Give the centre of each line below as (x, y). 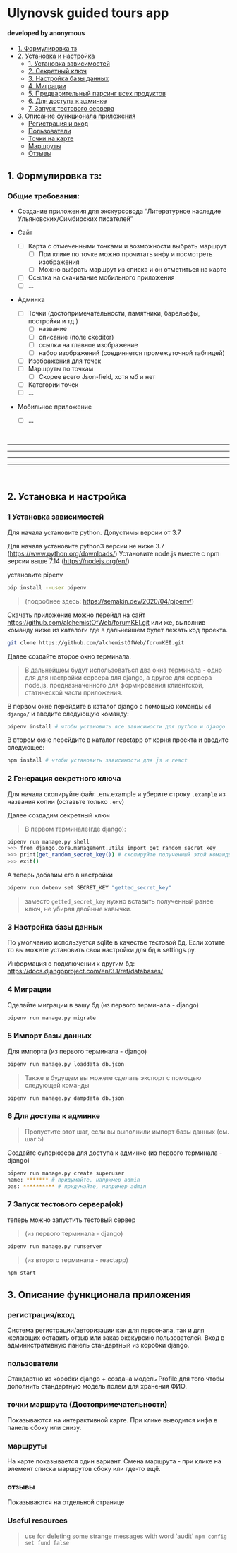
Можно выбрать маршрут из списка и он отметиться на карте (133, 270)
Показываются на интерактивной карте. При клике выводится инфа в (113, 1420)
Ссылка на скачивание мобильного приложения (101, 277)
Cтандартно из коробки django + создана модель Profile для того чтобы (116, 1379)
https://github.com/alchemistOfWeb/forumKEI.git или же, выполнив (107, 622)
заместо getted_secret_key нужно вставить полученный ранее (119, 901)
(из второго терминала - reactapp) (77, 1260)
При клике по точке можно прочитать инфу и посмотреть (126, 254)
